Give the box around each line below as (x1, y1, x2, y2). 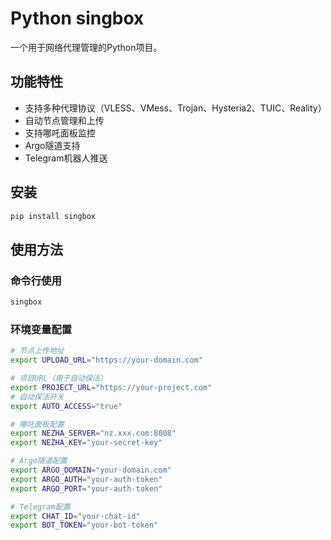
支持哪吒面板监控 (24, 127, 96, 139)
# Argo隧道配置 (10, 456, 68, 466)
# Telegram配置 (10, 502, 71, 512)
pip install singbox (10, 211, 97, 221)
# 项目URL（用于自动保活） (10, 373, 108, 384)
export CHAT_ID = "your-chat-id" (10, 511, 141, 521)
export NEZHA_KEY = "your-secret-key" (10, 438, 163, 448)
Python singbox (10, 7, 145, 30)
